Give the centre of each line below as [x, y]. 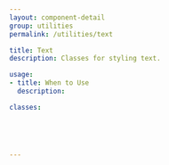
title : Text [31, 50]
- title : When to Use [49, 83]
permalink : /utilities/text [61, 34]
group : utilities [41, 26]
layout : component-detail [57, 17]
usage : [21, 75]
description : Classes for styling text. [85, 59]
